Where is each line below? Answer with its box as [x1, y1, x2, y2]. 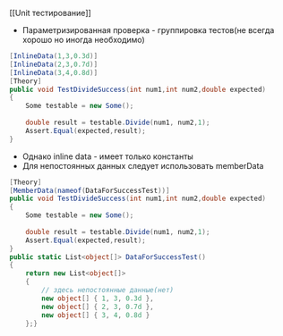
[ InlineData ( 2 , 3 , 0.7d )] [9, 60, 99, 69]
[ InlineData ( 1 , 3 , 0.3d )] [9, 52, 99, 61]
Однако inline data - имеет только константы [21, 151, 194, 162]
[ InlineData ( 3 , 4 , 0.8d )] [9, 68, 99, 77]
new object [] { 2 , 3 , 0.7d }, [41, 302, 154, 311]
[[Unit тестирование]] [9, 8, 91, 18]
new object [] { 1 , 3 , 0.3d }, [41, 294, 154, 303]
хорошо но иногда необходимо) [21, 35, 145, 45]
